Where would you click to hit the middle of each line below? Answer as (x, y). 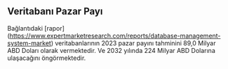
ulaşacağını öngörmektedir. (47, 58)
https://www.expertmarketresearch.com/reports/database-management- (115, 36)
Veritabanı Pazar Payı (55, 11)
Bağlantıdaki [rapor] (36, 28)
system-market (29, 43)
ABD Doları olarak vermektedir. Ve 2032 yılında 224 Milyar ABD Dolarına (112, 50)
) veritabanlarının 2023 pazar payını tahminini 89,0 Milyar (133, 43)
